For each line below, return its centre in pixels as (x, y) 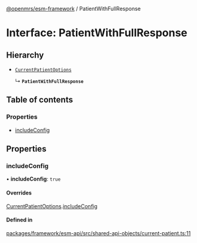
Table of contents (40, 100)
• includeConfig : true (34, 179)
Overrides (19, 193)
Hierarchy (25, 55)
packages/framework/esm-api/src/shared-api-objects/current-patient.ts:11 (99, 233)
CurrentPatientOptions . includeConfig (52, 206)
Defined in (19, 220)
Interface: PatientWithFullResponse (97, 33)
